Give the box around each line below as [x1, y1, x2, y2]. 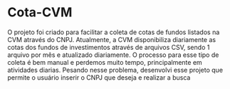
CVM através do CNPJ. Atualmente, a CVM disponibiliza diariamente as [7, 35, 216, 43]
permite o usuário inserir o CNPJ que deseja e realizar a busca [7, 73, 191, 82]
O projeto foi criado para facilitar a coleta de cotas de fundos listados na [7, 28, 220, 36]
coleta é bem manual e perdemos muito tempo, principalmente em [7, 58, 203, 66]
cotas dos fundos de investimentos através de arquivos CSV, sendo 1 [7, 43, 210, 51]
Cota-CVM [7, 4, 73, 21]
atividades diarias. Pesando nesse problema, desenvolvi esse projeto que [7, 66, 223, 74]
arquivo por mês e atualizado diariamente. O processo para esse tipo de [7, 51, 219, 59]
